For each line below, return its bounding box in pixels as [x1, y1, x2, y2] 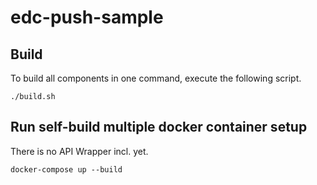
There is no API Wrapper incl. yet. [10, 145, 149, 157]
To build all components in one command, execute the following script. [10, 72, 302, 84]
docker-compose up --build [10, 164, 123, 175]
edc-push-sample [10, 6, 164, 29]
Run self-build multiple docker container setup [10, 119, 308, 136]
